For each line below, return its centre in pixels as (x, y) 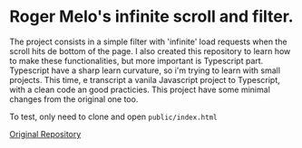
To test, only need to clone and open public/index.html (113, 116)
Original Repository (45, 134)
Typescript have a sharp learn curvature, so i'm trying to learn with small (145, 70)
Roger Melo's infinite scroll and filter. (151, 17)
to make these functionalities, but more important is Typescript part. (136, 60)
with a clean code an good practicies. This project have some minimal (140, 89)
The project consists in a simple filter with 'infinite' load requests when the (148, 42)
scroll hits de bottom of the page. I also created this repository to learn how (150, 51)
